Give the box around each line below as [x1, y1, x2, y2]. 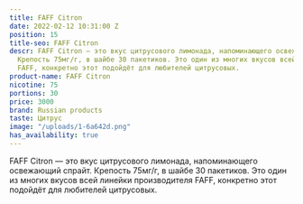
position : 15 [9, 30, 59, 39]
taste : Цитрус [9, 114, 63, 123]
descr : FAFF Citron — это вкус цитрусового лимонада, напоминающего [9, 47, 272, 56]
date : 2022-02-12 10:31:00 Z [9, 22, 119, 31]
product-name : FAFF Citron [9, 72, 111, 81]
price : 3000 [9, 97, 54, 107]
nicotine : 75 [9, 80, 59, 89]
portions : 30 [9, 88, 59, 97]
